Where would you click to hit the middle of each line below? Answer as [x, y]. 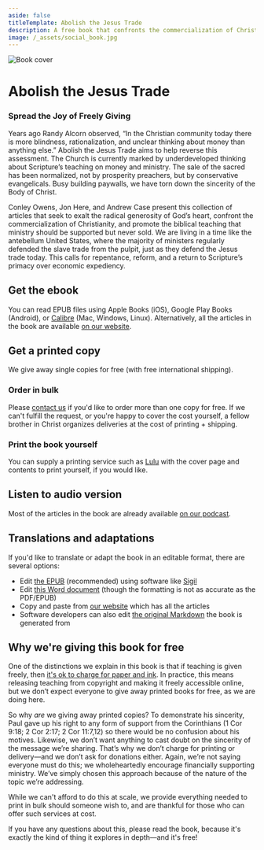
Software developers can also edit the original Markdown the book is [131, 614]
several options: [34, 565]
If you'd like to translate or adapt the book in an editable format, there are [126, 557]
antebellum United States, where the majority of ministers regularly [117, 240]
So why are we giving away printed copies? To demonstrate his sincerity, [126, 715]
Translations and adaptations [81, 539]
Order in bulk [33, 390]
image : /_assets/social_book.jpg [63, 37]
